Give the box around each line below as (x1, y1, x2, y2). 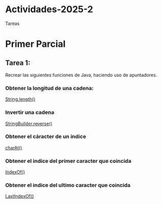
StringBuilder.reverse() (5, 121, 53, 127)
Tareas (5, 20, 20, 26)
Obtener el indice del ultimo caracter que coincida (5, 182, 131, 189)
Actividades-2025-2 (5, 4, 94, 15)
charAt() (5, 144, 23, 151)
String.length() (5, 96, 35, 102)
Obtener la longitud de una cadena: (5, 84, 94, 92)
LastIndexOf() (5, 193, 34, 199)
